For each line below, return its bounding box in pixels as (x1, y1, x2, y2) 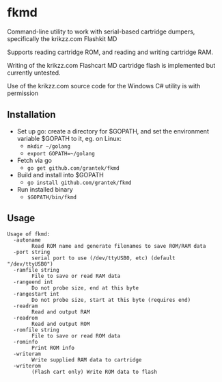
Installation (7, 109, 56, 120)
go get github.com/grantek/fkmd (27, 164, 120, 172)
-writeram (13, 351, 41, 357)
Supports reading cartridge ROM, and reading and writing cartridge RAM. (7, 48, 214, 56)
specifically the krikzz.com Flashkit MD (7, 34, 117, 42)
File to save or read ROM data (31, 332, 121, 340)
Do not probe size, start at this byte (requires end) (31, 296, 191, 303)
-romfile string (13, 327, 59, 333)
